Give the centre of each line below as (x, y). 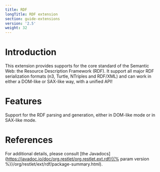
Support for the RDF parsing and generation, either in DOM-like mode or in (80, 115)
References (29, 140)
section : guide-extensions (33, 19)
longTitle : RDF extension (31, 14)
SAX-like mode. (21, 120)
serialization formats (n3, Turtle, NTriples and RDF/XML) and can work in (78, 76)
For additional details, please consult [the (47, 153)
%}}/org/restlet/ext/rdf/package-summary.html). (54, 164)
